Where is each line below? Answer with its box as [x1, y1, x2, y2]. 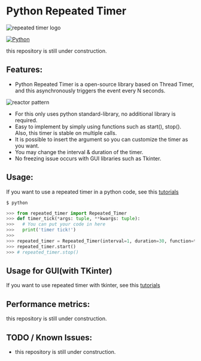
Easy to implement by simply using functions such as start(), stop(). [14, 123, 181, 130]
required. [14, 116, 38, 124]
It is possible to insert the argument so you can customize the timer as [14, 136, 188, 143]
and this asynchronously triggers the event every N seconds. [14, 87, 166, 94]
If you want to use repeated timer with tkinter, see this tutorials [6, 282, 160, 289]
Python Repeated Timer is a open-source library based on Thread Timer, [14, 80, 194, 88]
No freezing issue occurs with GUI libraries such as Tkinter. [14, 155, 162, 162]
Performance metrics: [6, 299, 90, 309]
